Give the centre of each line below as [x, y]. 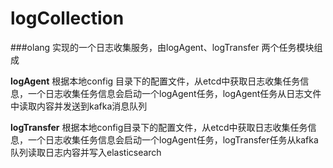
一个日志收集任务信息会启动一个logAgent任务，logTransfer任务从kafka [173, 139]
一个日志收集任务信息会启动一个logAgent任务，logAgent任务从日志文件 [174, 93]
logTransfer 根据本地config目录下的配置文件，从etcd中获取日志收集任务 [159, 127]
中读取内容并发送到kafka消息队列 [79, 106]
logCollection [67, 18]
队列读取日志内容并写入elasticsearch [86, 152]
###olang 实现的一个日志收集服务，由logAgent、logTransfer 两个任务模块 [162, 47]
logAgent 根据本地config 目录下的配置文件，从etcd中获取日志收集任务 [155, 81]
